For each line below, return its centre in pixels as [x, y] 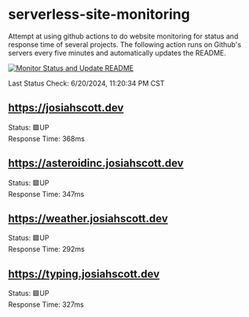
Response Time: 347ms [46, 194]
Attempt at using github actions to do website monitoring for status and [123, 36]
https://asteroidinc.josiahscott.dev [96, 164]
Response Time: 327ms [46, 304]
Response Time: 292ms [46, 250]
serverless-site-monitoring [99, 15]
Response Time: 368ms [46, 138]
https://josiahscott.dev [66, 108]
